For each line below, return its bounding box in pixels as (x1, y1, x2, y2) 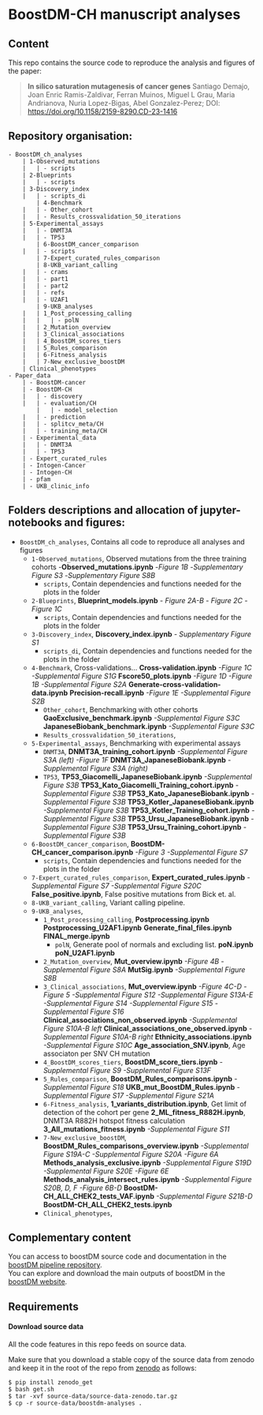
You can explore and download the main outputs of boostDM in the (8, 1269, 226, 1278)
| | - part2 (22, 282, 69, 290)
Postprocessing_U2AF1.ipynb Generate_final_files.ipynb (43, 922, 232, 933)
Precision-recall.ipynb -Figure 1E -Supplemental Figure (69, 688, 251, 697)
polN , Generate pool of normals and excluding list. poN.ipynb (54, 940, 254, 949)
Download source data (8, 1322, 84, 1331)
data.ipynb (31, 688, 69, 697)
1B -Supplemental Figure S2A (31, 679, 128, 689)
